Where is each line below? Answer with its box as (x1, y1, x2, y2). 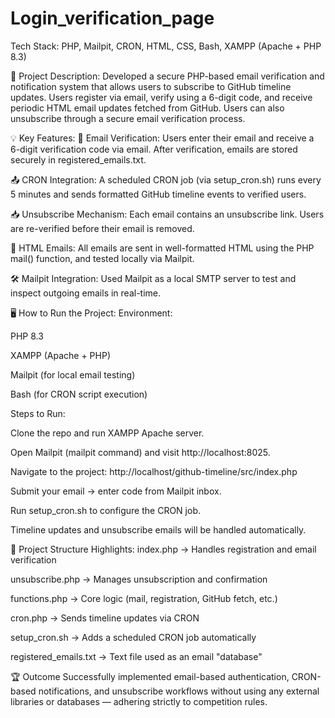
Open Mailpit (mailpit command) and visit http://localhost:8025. (10, 446, 271, 458)
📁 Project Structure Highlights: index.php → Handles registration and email (10, 543, 317, 555)
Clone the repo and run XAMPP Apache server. (10, 427, 205, 439)
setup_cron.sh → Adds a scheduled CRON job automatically (10, 631, 257, 643)
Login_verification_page (10, 7, 215, 30)
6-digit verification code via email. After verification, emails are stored (10, 143, 298, 155)
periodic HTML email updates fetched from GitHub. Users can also (10, 102, 285, 114)
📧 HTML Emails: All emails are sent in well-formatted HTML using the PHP (10, 242, 315, 254)
